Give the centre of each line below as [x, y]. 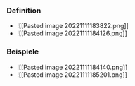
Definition [24, 11]
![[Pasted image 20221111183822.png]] [73, 26]
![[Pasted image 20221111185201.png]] [72, 74]
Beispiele [23, 51]
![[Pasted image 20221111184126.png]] [72, 33]
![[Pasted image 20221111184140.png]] [72, 67]
